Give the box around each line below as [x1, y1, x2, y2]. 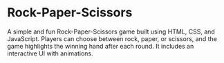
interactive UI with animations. [7, 49, 93, 58]
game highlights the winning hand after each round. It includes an [7, 42, 194, 50]
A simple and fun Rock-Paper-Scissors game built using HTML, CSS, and [7, 27, 216, 36]
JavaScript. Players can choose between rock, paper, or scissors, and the [7, 34, 218, 42]
